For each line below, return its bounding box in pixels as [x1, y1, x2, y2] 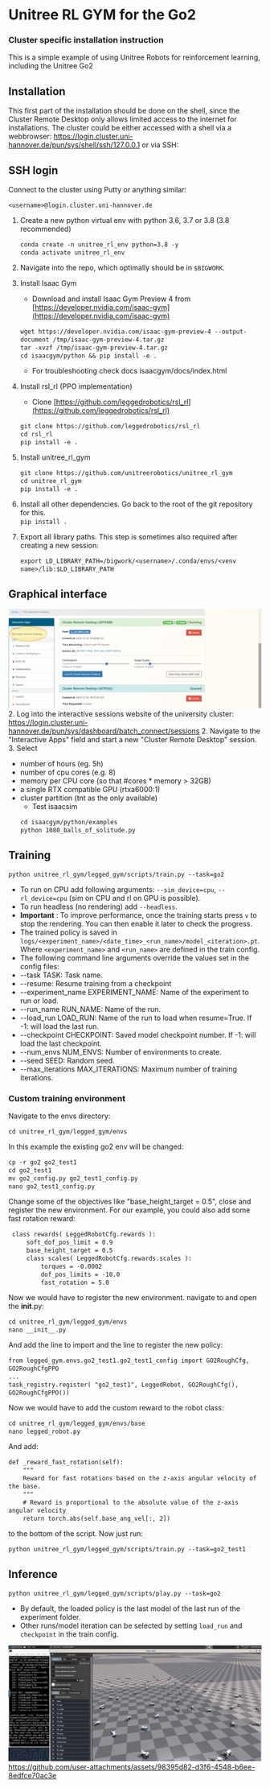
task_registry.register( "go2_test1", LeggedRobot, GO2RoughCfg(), [8, 1381, 239, 1390]
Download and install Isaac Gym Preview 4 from [31, 294, 191, 304]
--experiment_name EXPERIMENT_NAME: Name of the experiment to [19, 988, 249, 997]
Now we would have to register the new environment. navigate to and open [8, 1293, 257, 1303]
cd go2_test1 [8, 1167, 52, 1175]
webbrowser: [8, 131, 52, 142]
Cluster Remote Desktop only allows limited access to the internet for [8, 114, 237, 124]
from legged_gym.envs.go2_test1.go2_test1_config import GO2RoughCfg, [8, 1356, 250, 1365]
